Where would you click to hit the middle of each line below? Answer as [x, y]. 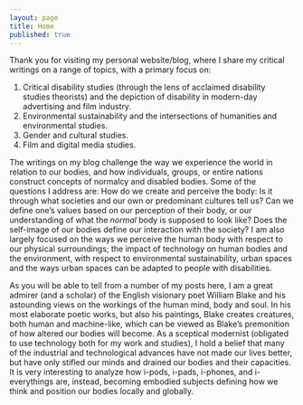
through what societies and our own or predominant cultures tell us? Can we [151, 201]
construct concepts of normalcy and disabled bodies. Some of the [133, 182]
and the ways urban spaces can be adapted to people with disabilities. [141, 268]
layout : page [34, 18]
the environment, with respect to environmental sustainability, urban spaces [151, 259]
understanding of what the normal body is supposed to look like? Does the [148, 220]
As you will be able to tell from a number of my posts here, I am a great [141, 286]
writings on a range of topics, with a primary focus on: [110, 70]
